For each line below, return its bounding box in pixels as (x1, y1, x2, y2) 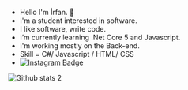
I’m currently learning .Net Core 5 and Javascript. (19, 32, 181, 42)
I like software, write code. (19, 24, 107, 33)
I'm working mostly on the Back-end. (19, 41, 140, 51)
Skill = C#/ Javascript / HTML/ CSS (19, 50, 134, 58)
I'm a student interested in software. (19, 16, 137, 25)
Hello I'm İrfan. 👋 (19, 8, 75, 17)
